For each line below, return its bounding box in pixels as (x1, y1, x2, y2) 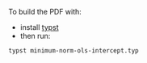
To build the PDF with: (8, 7, 82, 16)
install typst (19, 23, 59, 31)
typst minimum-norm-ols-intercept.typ (8, 47, 139, 55)
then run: (19, 31, 51, 40)
